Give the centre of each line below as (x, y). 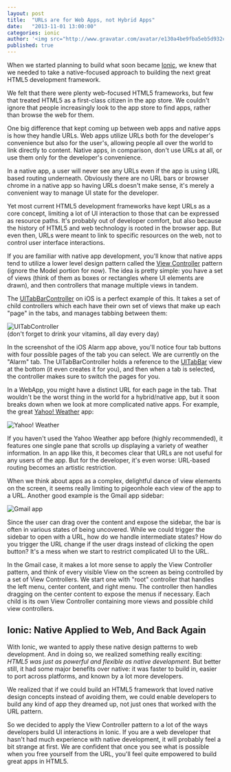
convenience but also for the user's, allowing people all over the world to (110, 143)
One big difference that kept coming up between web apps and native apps (114, 128)
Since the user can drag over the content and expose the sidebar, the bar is (114, 522)
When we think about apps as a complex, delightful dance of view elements (114, 481)
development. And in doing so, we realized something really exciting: (104, 654)
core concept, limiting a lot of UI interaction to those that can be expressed (113, 213)
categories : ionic (33, 33)
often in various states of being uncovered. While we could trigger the (106, 529)
